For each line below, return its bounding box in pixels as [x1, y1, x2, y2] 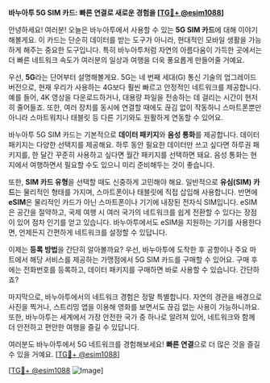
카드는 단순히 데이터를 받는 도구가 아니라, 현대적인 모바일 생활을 [47, 35, 247, 44]
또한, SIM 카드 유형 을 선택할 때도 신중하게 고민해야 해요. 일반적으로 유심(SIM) [8, 177, 252, 186]
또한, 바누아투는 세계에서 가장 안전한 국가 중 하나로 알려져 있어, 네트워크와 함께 [8, 312, 255, 322]
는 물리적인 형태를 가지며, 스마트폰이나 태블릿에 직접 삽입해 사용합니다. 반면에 [15, 187, 258, 197]
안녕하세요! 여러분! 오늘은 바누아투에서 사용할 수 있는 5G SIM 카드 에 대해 [8, 25, 237, 35]
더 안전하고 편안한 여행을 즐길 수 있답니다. [8, 323, 139, 331]
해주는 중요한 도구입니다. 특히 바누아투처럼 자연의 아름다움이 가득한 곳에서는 [23, 45, 263, 55]
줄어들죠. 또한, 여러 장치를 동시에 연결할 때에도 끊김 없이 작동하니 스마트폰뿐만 [16, 102, 262, 112]
